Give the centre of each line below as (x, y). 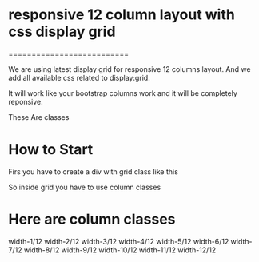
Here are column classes (92, 219)
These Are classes (39, 117)
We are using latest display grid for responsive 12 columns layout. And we (129, 69)
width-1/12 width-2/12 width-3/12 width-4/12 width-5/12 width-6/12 (119, 241)
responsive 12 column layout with (122, 15)
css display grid (62, 32)
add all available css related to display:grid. (79, 77)
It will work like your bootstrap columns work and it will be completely (123, 93)
